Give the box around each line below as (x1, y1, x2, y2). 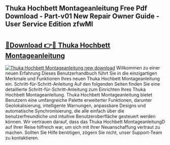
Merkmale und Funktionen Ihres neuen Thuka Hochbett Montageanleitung (5, 76, 160, 82)
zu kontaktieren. (5, 135, 39, 141)
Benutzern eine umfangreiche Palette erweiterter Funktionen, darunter (5, 97, 152, 103)
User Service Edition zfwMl (5, 20, 93, 28)
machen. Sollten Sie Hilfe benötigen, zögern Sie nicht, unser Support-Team (5, 129, 162, 135)
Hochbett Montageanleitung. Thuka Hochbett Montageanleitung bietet (5, 92, 153, 98)
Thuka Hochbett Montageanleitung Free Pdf (5, 4, 148, 13)
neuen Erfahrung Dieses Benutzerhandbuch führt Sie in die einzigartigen (5, 70, 157, 76)
